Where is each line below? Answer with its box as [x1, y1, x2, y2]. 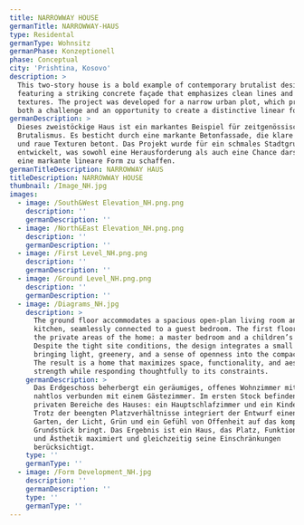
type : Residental [9, 30, 75, 39]
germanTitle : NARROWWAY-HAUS [9, 22, 119, 31]
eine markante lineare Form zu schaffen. [17, 156, 176, 166]
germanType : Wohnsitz [9, 38, 91, 48]
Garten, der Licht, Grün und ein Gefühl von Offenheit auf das [33, 417, 278, 426]
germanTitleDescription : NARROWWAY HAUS [9, 165, 165, 174]
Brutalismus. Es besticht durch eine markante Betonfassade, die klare [17, 131, 294, 140]
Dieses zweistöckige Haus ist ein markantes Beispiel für [17, 123, 242, 132]
